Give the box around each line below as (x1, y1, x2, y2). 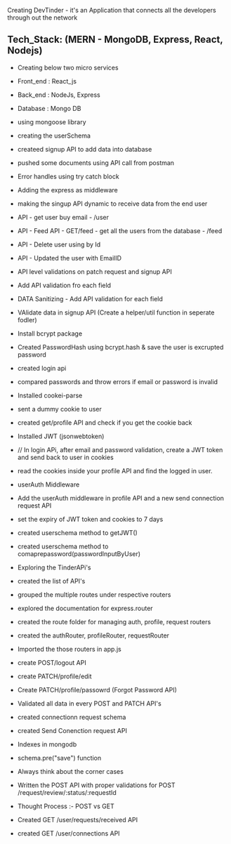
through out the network (7, 13, 78, 22)
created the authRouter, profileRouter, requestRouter (17, 631, 170, 640)
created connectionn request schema (17, 713, 126, 721)
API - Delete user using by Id (17, 240, 101, 249)
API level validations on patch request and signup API (17, 267, 172, 276)
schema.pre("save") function (17, 753, 102, 762)
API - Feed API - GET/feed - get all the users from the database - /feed (17, 226, 223, 235)
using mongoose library (17, 117, 86, 126)
